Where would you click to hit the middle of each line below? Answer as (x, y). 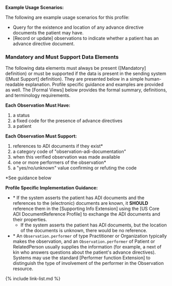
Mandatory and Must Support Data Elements (62, 57)
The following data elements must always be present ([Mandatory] (76, 68)
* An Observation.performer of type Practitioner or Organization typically (90, 236)
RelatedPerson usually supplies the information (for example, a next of (87, 247)
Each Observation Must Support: (41, 136)
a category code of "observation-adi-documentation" (69, 151)
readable (15, 85)
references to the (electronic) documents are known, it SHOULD (80, 203)
